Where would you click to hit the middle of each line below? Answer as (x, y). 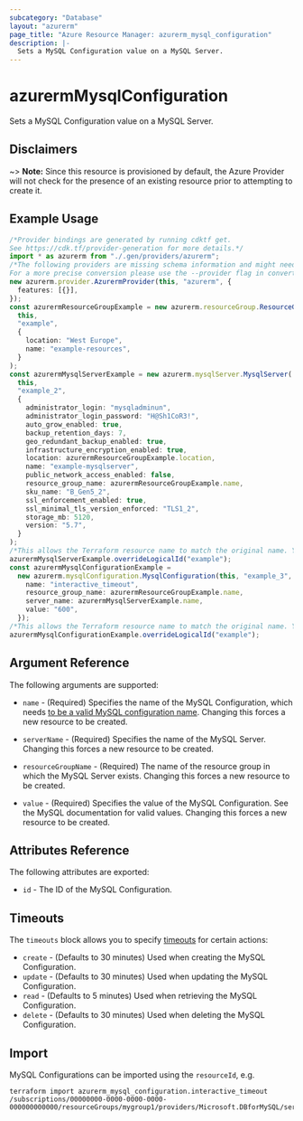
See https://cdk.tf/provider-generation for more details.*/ (127, 248)
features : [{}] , (48, 290)
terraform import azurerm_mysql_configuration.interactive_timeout (139, 1091)
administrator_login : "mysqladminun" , (98, 408)
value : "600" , (52, 610)
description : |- (40, 43)
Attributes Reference (69, 850)
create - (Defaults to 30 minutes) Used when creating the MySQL (144, 957)
